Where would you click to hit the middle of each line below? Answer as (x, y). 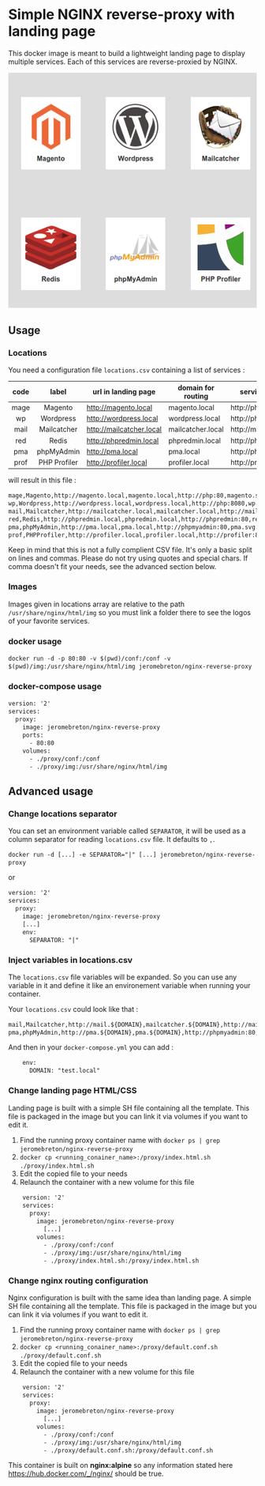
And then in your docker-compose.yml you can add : (91, 1047)
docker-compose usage (55, 687)
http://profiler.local (117, 462)
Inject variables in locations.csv (70, 960)
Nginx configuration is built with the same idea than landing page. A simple (130, 1297)
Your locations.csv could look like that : (73, 1009)
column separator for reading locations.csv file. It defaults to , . (112, 839)
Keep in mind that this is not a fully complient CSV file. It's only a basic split (130, 549)
